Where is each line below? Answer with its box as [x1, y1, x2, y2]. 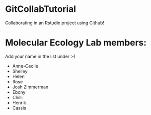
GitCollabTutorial [5, 3, 76, 15]
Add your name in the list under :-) [5, 53, 76, 59]
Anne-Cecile [12, 63, 38, 69]
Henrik [12, 100, 26, 106]
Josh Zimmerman [12, 84, 49, 90]
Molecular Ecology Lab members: [5, 37, 147, 48]
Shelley [12, 68, 28, 74]
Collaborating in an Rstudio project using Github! [5, 20, 104, 26]
